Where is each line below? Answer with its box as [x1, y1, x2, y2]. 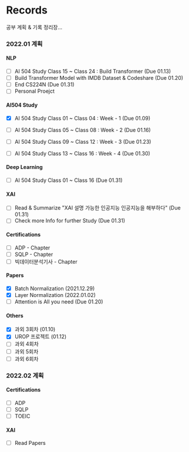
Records [6, 4, 48, 17]
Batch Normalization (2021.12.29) [14, 285, 95, 292]
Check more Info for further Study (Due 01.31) [14, 217, 126, 224]
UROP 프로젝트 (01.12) [14, 333, 67, 340]
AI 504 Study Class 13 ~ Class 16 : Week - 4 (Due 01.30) [14, 150, 151, 157]
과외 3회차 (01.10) [14, 326, 56, 333]
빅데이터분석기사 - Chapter [14, 258, 77, 265]
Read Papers [14, 440, 46, 447]
